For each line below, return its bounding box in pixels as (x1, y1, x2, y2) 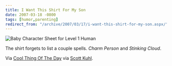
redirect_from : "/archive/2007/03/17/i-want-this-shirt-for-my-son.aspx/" (5, 21, 168, 27)
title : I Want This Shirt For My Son (5, 7, 86, 13)
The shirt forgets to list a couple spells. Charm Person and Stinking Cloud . (5, 45, 162, 51)
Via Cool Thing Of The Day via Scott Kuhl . (5, 55, 93, 61)
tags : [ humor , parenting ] (5, 17, 58, 22)
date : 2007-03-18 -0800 (5, 12, 56, 17)
